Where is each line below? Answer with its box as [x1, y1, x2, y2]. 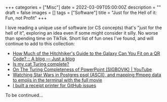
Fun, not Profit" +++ [5, 15, 47, 21]
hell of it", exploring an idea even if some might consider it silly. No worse [5, 30, 158, 36]
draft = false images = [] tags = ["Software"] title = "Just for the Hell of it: [5, 10, 157, 16]
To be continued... [5, 92, 43, 98]
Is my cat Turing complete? [12, 61, 69, 67]
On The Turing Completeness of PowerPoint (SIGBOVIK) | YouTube [12, 66, 152, 72]
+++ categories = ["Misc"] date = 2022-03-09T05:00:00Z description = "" [5, 5, 161, 10]
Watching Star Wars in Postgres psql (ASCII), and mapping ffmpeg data [12, 72, 161, 77]
